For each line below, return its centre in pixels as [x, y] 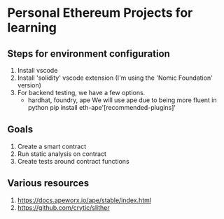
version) [29, 85]
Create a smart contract [52, 146]
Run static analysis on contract [62, 154]
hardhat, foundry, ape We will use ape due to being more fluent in [122, 100]
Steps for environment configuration [89, 54]
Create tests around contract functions [73, 161]
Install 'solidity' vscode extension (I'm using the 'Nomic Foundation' [115, 78]
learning [32, 28]
